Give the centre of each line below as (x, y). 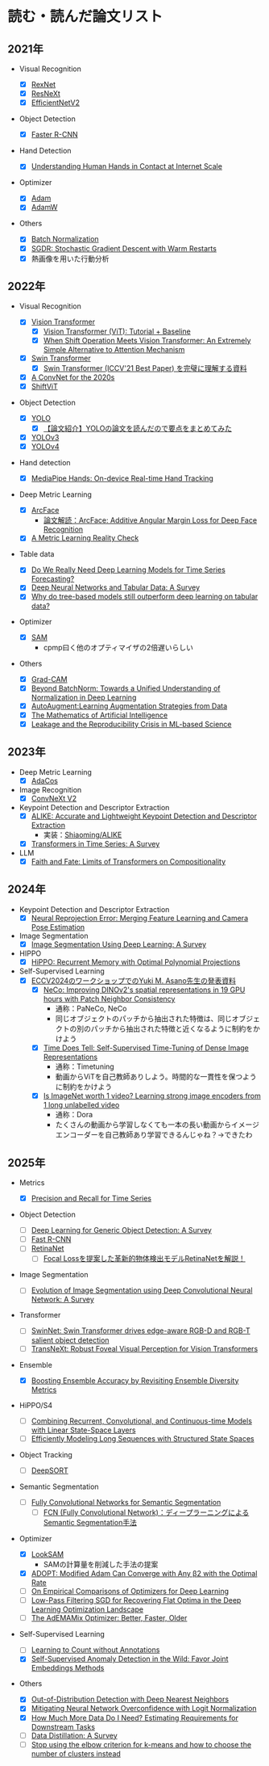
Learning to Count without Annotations (95, 1650)
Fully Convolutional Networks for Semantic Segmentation (126, 1502)
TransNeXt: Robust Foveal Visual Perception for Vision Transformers (145, 1348)
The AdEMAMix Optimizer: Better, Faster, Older (109, 1618)
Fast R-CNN (51, 1239)
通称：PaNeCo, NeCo (91, 1009)
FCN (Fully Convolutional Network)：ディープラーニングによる (146, 1512)
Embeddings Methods (68, 1668)
